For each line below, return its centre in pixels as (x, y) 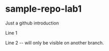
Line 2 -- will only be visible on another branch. (55, 43)
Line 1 (11, 33)
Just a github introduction (32, 23)
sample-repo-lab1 (44, 9)
